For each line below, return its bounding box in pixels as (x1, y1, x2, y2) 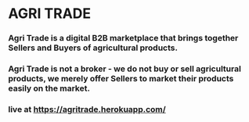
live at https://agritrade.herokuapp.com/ (8, 103, 166, 114)
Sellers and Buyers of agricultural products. (8, 42, 179, 53)
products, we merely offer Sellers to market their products (8, 74, 234, 84)
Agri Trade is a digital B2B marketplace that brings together (8, 33, 239, 44)
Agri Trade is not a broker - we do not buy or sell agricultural (8, 63, 241, 74)
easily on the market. (8, 83, 90, 94)
